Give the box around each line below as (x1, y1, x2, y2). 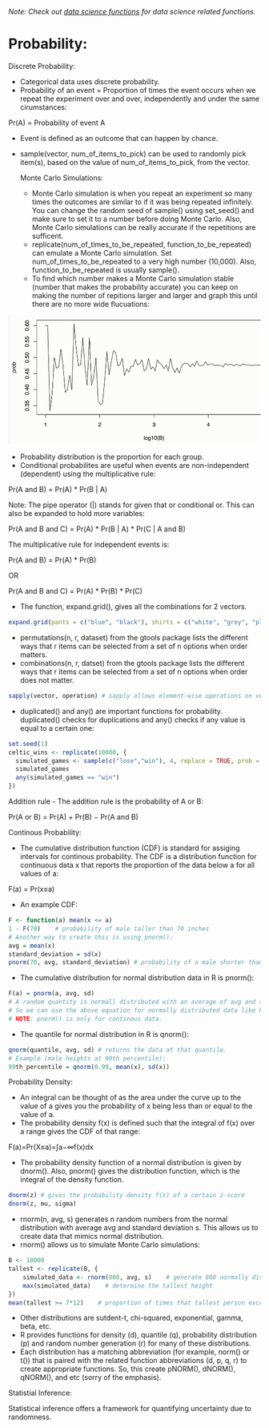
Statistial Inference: (8, 1388, 72, 1398)
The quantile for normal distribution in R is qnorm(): (19, 1029, 190, 1039)
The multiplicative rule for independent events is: (8, 540, 170, 550)
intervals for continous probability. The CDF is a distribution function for (19, 852, 257, 861)
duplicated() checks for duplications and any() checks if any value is (19, 715, 246, 724)
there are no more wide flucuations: (31, 299, 150, 309)
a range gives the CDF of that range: (19, 1127, 141, 1136)
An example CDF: (19, 900, 78, 910)
